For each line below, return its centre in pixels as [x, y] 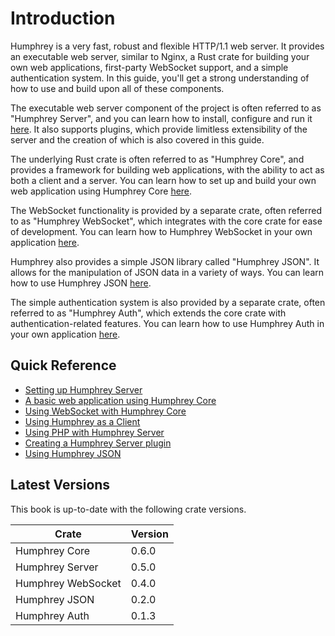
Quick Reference [63, 365]
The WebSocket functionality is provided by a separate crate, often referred [166, 210]
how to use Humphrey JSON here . [81, 283]
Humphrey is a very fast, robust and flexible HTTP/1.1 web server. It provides [167, 46]
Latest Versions [60, 485]
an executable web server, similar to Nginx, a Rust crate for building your [160, 56]
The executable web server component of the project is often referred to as [166, 108]
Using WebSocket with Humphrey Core [105, 411]
